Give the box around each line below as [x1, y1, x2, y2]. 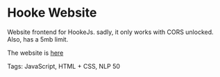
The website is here [7, 49, 64, 57]
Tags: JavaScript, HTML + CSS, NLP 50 [7, 62, 120, 70]
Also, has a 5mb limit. [7, 35, 69, 43]
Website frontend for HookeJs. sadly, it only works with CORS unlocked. [7, 28, 214, 36]
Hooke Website [7, 5, 97, 21]
